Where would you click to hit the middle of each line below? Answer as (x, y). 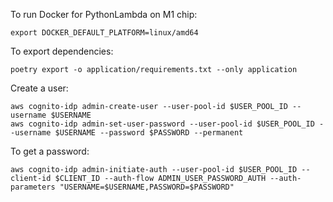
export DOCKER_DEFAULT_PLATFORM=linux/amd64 (104, 33)
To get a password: (50, 151)
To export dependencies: (62, 51)
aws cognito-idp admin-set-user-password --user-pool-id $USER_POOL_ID (162, 124)
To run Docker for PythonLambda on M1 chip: (104, 14)
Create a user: (39, 88)
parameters (33, 187)
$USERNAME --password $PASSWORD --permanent (149, 133)
